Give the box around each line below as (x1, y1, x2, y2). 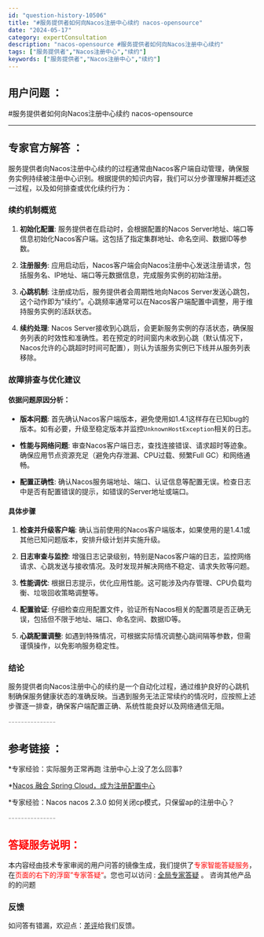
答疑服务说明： (8, 838, 81, 851)
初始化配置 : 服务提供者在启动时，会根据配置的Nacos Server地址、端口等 (19, 224, 254, 233)
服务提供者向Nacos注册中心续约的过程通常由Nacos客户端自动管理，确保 (8, 163, 243, 173)
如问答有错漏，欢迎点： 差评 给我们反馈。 (8, 921, 139, 931)
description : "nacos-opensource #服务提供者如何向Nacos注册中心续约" (8, 41, 224, 49)
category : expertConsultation (8, 33, 108, 42)
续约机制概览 (8, 205, 57, 216)
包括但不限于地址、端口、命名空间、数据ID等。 (33, 614, 185, 624)
